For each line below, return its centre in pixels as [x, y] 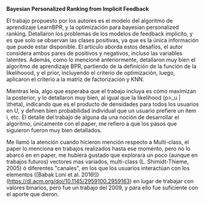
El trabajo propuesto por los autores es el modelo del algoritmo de [90, 21]
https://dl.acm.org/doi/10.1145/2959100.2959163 [69, 181]
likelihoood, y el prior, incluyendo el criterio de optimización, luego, [91, 73]
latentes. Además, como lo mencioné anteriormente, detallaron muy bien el [101, 60]
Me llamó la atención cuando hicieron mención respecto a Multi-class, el [98, 142]
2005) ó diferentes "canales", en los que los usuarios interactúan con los [98, 168]
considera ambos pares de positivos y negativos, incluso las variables [94, 53]
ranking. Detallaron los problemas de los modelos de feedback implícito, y [99, 34]
